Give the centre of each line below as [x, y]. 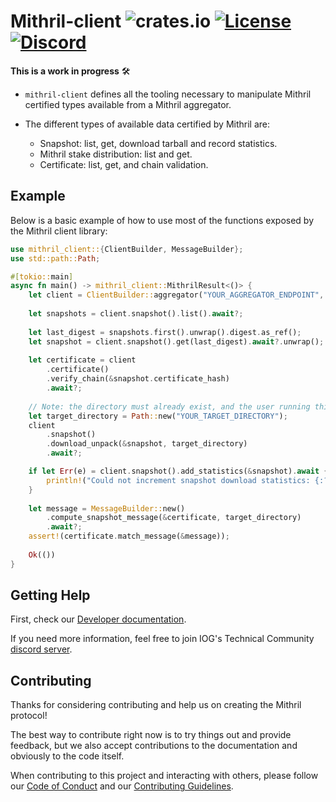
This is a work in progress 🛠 [70, 71]
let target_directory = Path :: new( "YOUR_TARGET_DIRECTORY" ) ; [158, 416]
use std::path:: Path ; [55, 258]
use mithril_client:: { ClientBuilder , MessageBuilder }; [127, 249]
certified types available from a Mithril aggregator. [128, 104]
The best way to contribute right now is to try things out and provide [151, 735]
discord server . [41, 649]
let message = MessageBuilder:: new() [107, 508]
